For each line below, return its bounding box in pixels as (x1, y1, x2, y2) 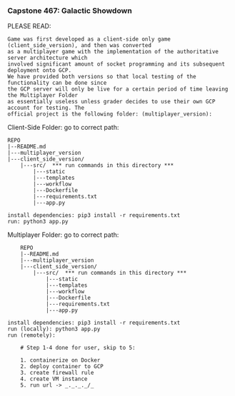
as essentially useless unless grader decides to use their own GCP (7, 98, 216, 106)
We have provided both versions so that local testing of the (7, 73, 196, 81)
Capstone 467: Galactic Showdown (7, 6, 132, 16)
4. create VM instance (20, 375, 88, 383)
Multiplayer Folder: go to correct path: (7, 230, 119, 239)
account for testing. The (7, 104, 84, 112)
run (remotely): (7, 332, 56, 339)
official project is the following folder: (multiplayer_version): (7, 111, 213, 118)
